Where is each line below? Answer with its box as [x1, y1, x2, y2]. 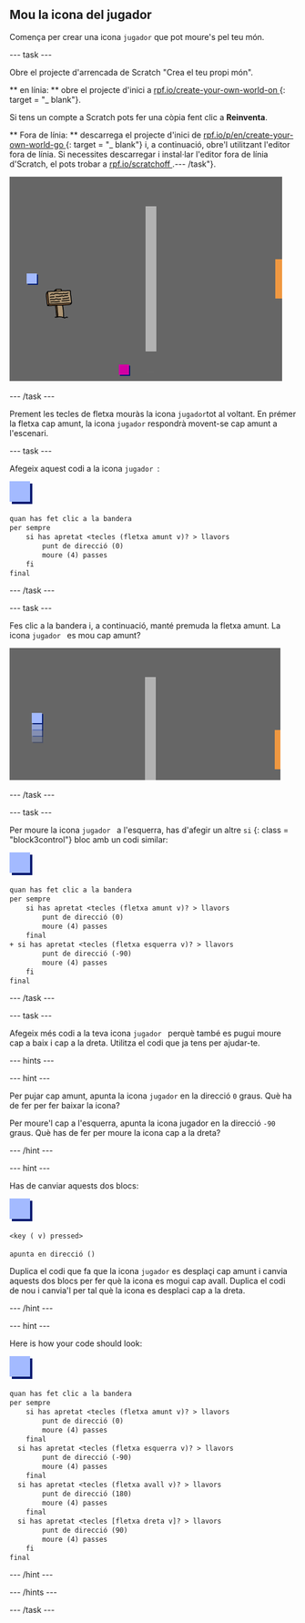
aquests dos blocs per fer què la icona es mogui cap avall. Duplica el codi [9, 1275, 286, 1286]
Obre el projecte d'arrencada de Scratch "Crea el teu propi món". [9, 66, 253, 77]
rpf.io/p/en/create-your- [203, 129, 294, 140]
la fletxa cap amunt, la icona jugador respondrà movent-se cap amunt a [9, 418, 278, 429]
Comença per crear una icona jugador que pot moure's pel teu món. [9, 31, 265, 42]
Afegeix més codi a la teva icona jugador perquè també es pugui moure [9, 1027, 282, 1038]
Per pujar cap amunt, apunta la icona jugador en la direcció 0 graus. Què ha [9, 1090, 292, 1101]
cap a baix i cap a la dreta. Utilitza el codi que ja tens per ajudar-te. [9, 1037, 261, 1048]
